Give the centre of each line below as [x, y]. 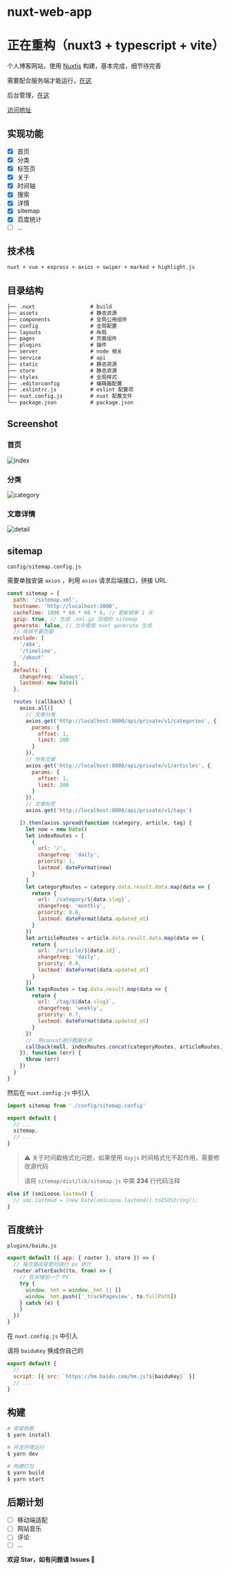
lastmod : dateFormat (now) [75, 868]
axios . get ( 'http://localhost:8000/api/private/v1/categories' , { [121, 721]
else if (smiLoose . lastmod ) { [51, 1194]
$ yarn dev [23, 1454]
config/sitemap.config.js [44, 567]
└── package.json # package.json [70, 403]
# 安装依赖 [21, 1429]
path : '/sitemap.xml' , [46, 600]
